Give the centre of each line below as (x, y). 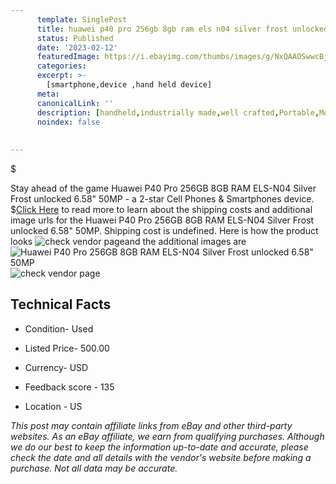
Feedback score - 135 (69, 387)
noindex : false (68, 122)
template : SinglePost (82, 19)
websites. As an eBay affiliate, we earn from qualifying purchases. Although (167, 436)
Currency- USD (56, 367)
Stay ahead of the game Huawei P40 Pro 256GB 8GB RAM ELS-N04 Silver (163, 188)
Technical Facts (61, 304)
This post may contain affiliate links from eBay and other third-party (151, 425)
